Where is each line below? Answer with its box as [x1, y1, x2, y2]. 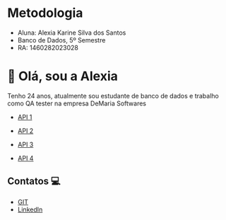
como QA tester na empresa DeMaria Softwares [7, 99, 147, 108]
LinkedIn [17, 205, 43, 214]
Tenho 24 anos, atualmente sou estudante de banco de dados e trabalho [7, 91, 219, 100]
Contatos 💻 [7, 175, 61, 187]
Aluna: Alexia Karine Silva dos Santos [17, 28, 126, 37]
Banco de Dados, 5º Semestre [17, 35, 106, 44]
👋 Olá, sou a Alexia [7, 69, 119, 84]
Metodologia [7, 5, 83, 21]
